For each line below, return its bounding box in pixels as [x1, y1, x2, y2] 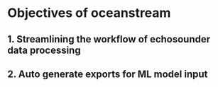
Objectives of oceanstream [7, 5, 171, 21]
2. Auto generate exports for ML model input [7, 68, 208, 80]
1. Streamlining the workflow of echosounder [7, 33, 211, 45]
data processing [7, 44, 81, 56]
